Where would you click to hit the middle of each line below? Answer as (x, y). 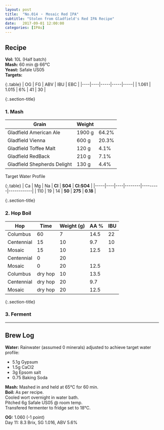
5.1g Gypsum (25, 362)
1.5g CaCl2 (23, 367)
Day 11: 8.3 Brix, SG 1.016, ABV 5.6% (41, 422)
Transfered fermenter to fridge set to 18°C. (48, 408)
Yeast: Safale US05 (25, 69)
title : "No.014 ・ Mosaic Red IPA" (42, 14)
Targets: (14, 75)
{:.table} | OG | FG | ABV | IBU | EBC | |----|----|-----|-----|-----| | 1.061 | (78, 84)
